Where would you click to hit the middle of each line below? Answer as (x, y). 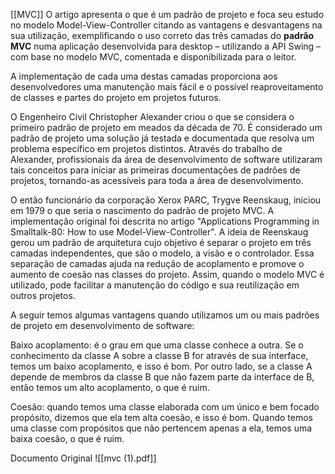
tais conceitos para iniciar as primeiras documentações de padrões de (155, 170)
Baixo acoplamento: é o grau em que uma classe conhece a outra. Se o (157, 345)
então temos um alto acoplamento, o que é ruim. (110, 387)
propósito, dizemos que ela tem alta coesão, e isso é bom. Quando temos (161, 417)
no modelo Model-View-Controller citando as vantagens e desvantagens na (166, 25)
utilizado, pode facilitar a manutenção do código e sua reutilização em (155, 285)
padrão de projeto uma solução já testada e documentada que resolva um (162, 138)
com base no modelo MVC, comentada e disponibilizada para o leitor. (153, 57)
